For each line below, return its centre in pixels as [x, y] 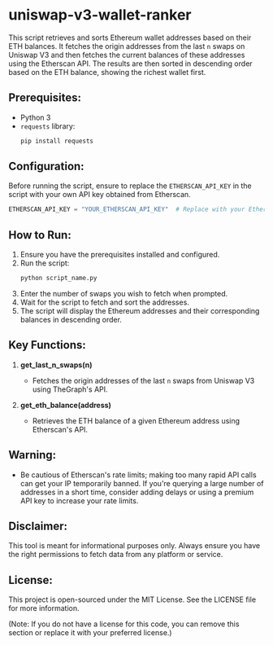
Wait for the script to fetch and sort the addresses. [104, 302]
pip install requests [56, 141]
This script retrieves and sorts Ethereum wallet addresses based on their [130, 37]
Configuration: [46, 167]
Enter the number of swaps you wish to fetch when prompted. [124, 294]
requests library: [48, 126]
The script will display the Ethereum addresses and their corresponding [140, 311]
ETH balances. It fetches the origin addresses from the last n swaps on [127, 46]
